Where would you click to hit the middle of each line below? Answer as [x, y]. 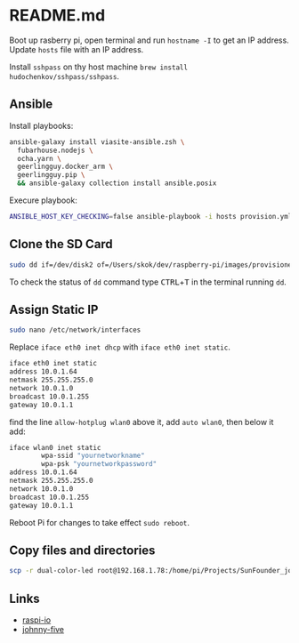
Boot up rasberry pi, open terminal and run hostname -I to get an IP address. [149, 40]
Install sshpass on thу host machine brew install [99, 67]
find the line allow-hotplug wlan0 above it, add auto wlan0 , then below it [141, 422]
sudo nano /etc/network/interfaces [75, 330]
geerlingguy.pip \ [52, 175]
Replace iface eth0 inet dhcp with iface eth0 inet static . [120, 347]
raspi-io [36, 620]
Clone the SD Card [61, 244]
